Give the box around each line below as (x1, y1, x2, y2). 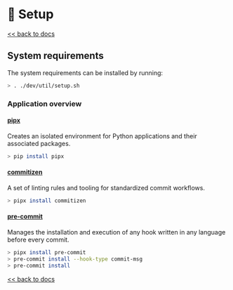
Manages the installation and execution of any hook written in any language (7, 228, 226, 236)
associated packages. (7, 139, 71, 147)
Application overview (7, 98, 82, 108)
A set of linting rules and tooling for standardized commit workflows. (7, 183, 206, 192)
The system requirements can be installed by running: (7, 68, 164, 77)
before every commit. (7, 235, 69, 244)
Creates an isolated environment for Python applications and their (7, 131, 198, 140)
